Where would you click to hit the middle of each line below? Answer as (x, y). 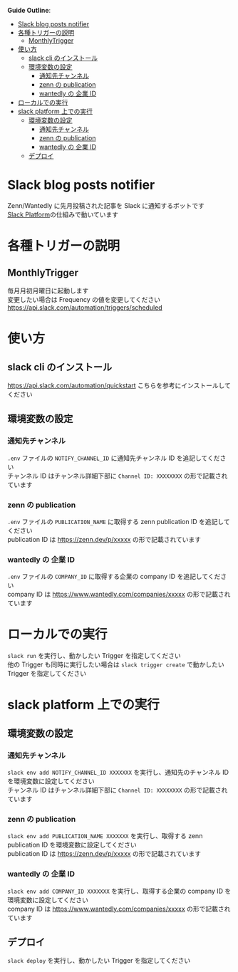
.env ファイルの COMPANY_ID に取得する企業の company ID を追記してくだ (114, 577)
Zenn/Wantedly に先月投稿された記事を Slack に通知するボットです (106, 205)
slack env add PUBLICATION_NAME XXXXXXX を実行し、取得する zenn (105, 836)
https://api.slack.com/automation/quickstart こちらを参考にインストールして (119, 385)
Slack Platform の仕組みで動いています (63, 214)
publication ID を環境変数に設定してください (72, 845)
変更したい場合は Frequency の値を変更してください (84, 299)
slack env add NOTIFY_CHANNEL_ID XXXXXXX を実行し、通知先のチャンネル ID (118, 773)
